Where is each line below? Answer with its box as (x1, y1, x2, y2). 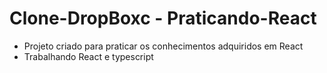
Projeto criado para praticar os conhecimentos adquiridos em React (23, 40, 304, 52)
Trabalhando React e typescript (23, 50, 154, 62)
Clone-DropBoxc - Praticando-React (9, 7, 317, 30)
